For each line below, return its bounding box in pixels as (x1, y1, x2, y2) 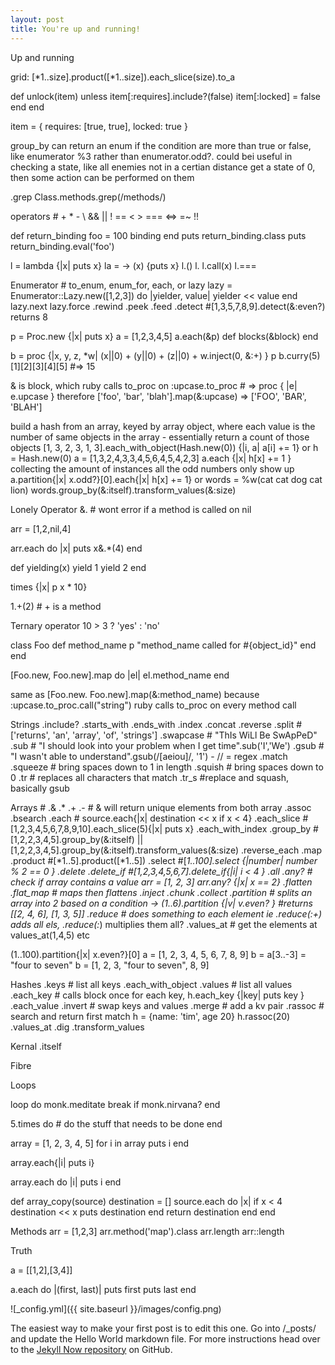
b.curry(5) (278, 349, 321, 361)
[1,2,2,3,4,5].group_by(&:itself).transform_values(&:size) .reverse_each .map (10, 844, 322, 856)
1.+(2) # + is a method (10, 600, 102, 612)
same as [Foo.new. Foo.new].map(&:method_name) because (10, 688, 260, 700)
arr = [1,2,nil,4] (10, 522, 72, 535)
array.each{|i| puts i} (10, 1156, 95, 1168)
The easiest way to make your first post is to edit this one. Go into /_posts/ (10, 1322, 317, 1334)
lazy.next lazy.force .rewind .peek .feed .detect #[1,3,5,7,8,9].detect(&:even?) (10, 300, 326, 312)
